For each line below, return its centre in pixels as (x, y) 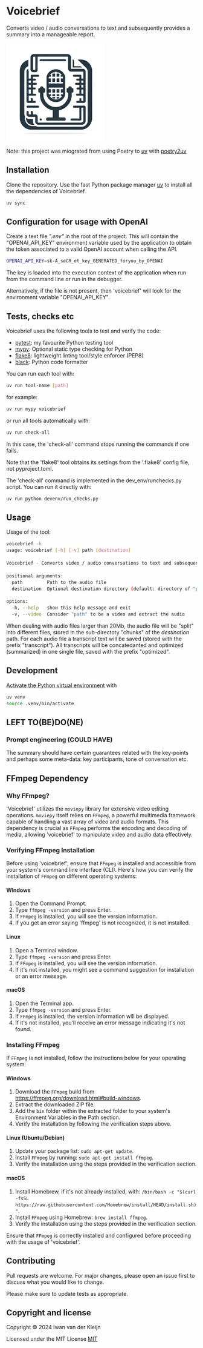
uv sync (16, 203)
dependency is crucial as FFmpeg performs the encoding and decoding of (97, 828)
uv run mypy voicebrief (36, 409)
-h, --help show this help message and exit (71, 608)
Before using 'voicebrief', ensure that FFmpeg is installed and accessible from (101, 863)
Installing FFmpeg (33, 1044)
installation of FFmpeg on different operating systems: (72, 876)
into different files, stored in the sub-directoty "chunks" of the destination (98, 632)
